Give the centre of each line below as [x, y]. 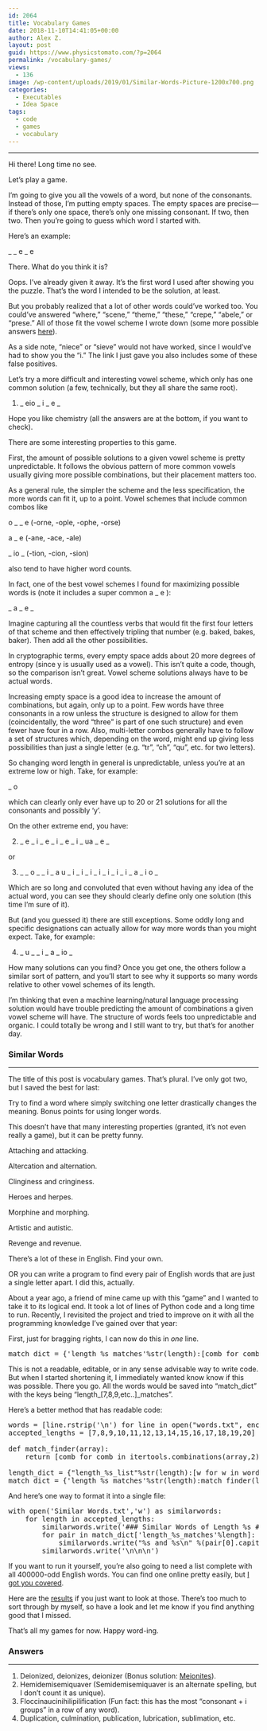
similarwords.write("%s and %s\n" [126, 1542]
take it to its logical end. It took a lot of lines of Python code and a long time [132, 1306]
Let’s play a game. [38, 179]
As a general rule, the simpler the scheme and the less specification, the [126, 489]
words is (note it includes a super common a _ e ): [90, 592]
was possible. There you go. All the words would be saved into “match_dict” [132, 1386]
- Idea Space [37, 104]
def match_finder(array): [59, 1448]
